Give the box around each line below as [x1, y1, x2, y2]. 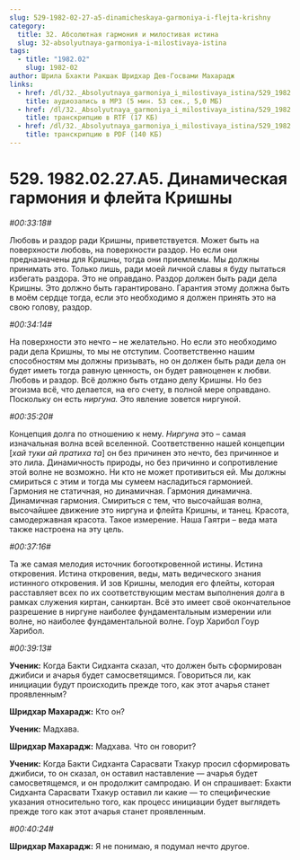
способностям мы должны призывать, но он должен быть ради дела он [9, 355, 287, 366]
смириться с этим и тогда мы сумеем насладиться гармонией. [9, 476, 253, 487]
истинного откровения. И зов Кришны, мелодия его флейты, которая [9, 577, 276, 588]
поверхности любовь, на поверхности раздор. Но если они [9, 244, 238, 255]
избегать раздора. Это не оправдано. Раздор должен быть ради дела [9, 273, 278, 284]
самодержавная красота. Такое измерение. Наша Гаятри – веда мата [9, 513, 278, 525]
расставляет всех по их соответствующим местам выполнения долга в [9, 587, 286, 598]
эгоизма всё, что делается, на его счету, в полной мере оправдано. [9, 383, 271, 395]
